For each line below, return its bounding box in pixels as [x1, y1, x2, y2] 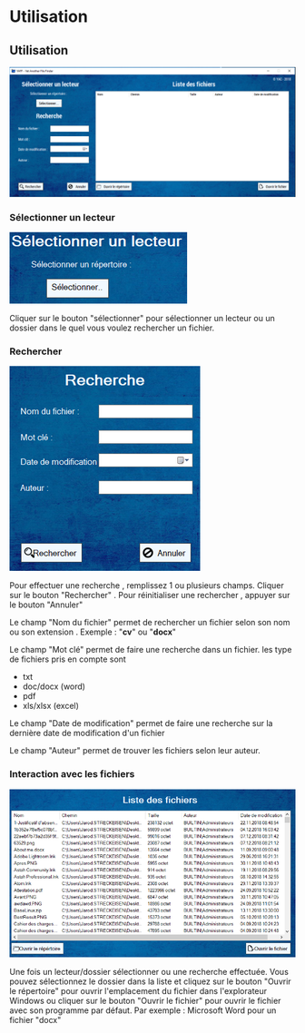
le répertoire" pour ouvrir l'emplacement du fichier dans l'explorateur [9, 986, 268, 997]
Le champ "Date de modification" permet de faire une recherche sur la [9, 718, 273, 729]
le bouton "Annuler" [9, 599, 84, 610]
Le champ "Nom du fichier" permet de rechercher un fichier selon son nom [9, 617, 290, 628]
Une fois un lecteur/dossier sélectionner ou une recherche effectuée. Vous [9, 967, 289, 978]
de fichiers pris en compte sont [9, 654, 127, 664]
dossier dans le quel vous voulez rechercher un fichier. [9, 322, 215, 333]
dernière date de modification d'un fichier [9, 728, 165, 739]
